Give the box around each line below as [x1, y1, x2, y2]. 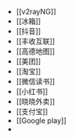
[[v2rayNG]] [15, 7, 56, 16]
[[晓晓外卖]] [15, 96, 55, 106]
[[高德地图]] [15, 47, 55, 55]
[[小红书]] [15, 87, 48, 96]
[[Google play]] [15, 116, 67, 125]
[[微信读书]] [15, 76, 55, 86]
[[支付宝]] [15, 107, 48, 116]
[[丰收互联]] [15, 36, 55, 46]
